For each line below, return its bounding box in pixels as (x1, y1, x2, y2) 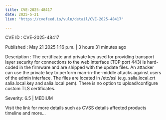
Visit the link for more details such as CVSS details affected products (5, 105, 147, 111)
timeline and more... (5, 110, 46, 116)
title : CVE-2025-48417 (5, 7, 52, 12)
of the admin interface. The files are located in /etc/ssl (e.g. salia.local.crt (5, 75, 156, 81)
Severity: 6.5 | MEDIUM (5, 95, 53, 101)
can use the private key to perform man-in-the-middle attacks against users (5, 70, 162, 76)
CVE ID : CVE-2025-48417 (5, 34, 60, 40)
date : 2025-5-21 (5, 12, 39, 17)
